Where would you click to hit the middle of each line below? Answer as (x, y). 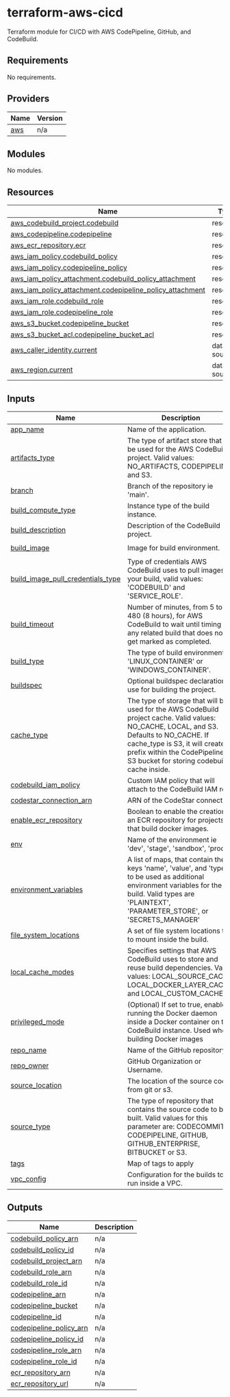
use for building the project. (171, 690)
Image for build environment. (174, 548)
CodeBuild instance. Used (169, 1030)
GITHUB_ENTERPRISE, (164, 1144)
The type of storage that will (172, 701)
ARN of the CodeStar (161, 800)
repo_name (29, 1050)
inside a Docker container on (174, 1022)
